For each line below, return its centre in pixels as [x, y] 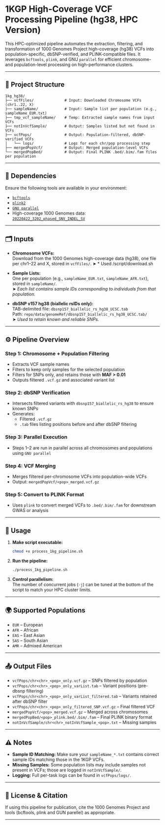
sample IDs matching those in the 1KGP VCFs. [58, 760]
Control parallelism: [33, 579]
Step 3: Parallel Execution [36, 437]
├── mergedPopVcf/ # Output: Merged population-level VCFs [77, 148]
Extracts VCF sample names [41, 364]
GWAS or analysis [30, 510]
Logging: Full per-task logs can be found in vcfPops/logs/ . [71, 775]
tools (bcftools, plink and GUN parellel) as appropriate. [60, 813]
